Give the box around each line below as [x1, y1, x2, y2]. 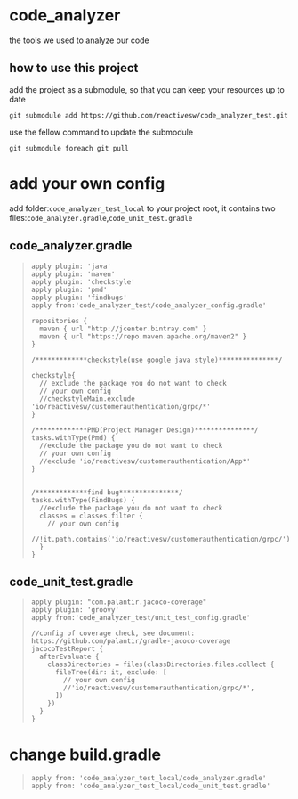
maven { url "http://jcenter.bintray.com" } [39, 324, 207, 333]
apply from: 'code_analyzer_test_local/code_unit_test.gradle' [30, 781, 271, 791]
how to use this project [9, 61, 139, 76]
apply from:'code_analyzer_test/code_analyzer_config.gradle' [30, 300, 267, 310]
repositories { [30, 316, 88, 325]
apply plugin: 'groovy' [30, 606, 120, 615]
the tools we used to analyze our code [9, 35, 149, 45]
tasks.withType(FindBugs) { [30, 495, 135, 504]
